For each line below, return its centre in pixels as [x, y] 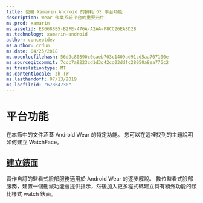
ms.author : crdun [28, 46]
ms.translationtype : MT [36, 68]
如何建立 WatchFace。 [34, 142]
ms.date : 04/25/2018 [32, 51]
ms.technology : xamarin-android [47, 34]
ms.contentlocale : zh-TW [37, 74]
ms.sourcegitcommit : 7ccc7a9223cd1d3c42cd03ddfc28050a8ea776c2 [88, 62]
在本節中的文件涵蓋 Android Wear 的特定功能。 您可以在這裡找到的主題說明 [100, 134]
